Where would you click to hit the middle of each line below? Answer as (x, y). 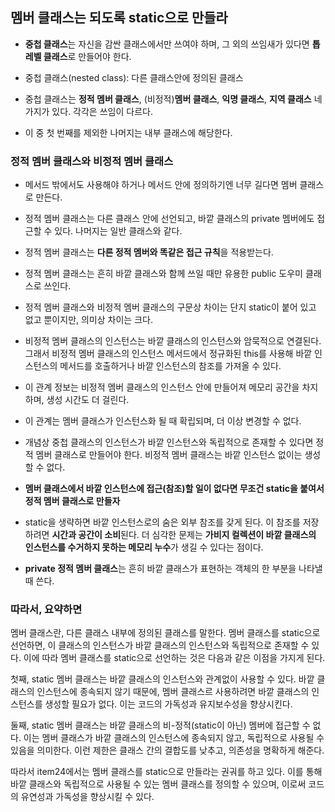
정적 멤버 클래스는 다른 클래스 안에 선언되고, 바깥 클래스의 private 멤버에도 (169, 219)
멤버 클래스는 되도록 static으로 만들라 (119, 18)
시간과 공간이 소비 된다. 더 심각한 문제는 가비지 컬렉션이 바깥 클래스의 (184, 535)
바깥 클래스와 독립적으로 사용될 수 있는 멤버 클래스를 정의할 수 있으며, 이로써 (158, 784)
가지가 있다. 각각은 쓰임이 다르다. (88, 111)
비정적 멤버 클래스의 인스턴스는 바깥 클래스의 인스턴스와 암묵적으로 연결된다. (173, 341)
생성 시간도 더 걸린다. (88, 400)
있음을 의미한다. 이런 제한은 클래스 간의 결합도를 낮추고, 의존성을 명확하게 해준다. (167, 750)
